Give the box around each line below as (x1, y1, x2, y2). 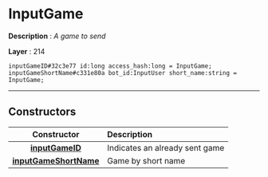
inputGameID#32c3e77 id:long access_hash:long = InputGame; (8, 61, 213, 70)
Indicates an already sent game (107, 142, 225, 153)
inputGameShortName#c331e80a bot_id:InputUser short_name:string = (8, 69, 238, 77)
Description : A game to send (8, 31, 106, 41)
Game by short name (107, 155, 186, 166)
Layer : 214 (8, 46, 45, 56)
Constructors (8, 105, 77, 119)
